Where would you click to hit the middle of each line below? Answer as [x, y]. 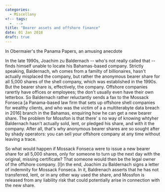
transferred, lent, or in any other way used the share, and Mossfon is [75, 175]
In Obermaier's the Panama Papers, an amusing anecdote [64, 51]
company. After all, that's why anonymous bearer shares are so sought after [82, 128]
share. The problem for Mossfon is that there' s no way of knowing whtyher [82, 118]
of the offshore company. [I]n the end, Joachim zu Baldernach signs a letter [82, 164]
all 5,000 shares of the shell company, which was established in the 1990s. [81, 81]
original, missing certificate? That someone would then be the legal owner [81, 159]
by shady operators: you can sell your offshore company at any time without [83, 134]
